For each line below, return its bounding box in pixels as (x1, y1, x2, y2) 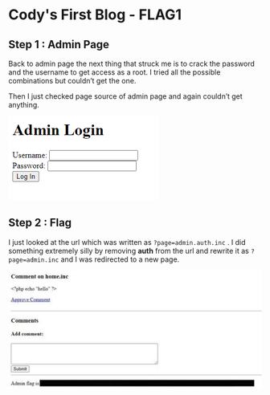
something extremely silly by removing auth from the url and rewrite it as (8, 246, 249, 255)
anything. (8, 100, 40, 109)
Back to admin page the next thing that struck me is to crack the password (8, 59, 256, 68)
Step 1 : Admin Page (8, 38, 110, 51)
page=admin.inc (8, 255, 59, 264)
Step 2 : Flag (8, 216, 72, 230)
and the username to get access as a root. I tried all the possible (8, 67, 221, 77)
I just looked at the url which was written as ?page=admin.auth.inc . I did (8, 237, 247, 246)
